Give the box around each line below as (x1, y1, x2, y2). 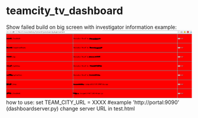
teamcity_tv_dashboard (6, 4, 124, 18)
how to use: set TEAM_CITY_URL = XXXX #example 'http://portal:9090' (6, 99, 180, 106)
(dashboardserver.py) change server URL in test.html (6, 105, 136, 112)
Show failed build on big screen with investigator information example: (6, 23, 177, 31)
